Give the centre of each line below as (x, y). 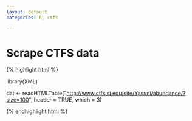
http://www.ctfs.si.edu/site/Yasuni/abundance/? (126, 93)
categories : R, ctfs (33, 18)
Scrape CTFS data (53, 53)
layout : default (27, 12)
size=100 (18, 100)
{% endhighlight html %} (37, 112)
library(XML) (22, 81)
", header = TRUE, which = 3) (65, 100)
